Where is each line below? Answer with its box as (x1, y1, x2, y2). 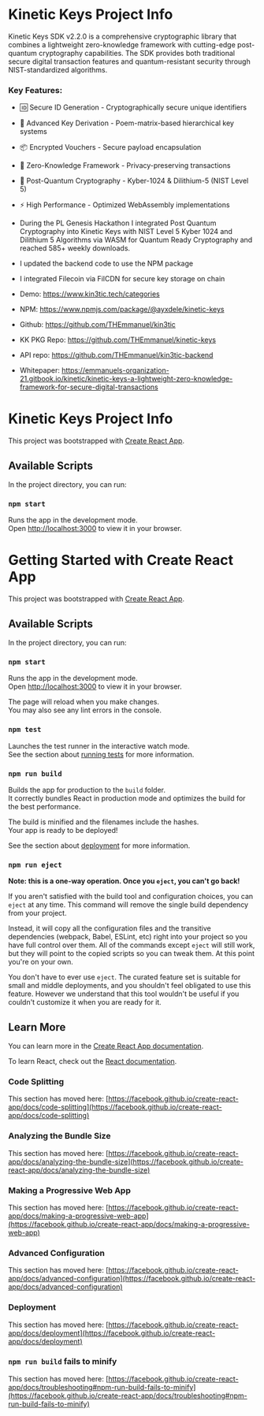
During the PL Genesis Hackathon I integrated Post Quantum (19, 218, 217, 228)
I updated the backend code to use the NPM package (19, 258, 194, 269)
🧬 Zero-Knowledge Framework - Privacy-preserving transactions (19, 161, 231, 170)
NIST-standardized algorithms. (8, 65, 108, 74)
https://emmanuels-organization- (61, 366, 169, 375)
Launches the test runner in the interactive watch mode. (8, 741, 191, 750)
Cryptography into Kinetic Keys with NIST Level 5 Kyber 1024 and (19, 227, 232, 236)
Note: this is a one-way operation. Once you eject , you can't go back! (8, 876, 240, 886)
